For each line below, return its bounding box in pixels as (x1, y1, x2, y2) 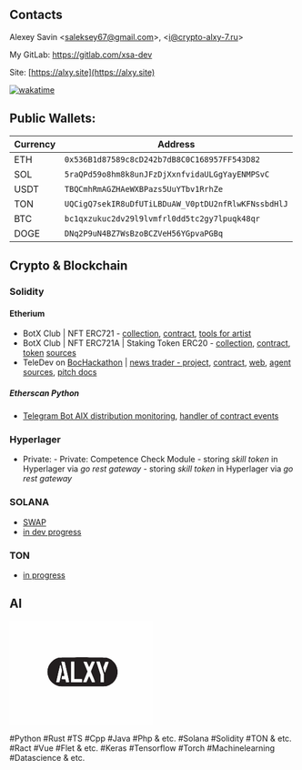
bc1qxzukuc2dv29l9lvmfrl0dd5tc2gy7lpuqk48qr (64, 213, 261, 224)
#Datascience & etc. (9, 753, 86, 764)
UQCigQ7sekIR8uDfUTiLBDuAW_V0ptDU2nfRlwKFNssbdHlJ (64, 198, 288, 208)
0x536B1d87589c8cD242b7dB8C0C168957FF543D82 (64, 154, 261, 165)
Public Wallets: (9, 111, 96, 127)
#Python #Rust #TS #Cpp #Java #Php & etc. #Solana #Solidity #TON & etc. (9, 733, 293, 745)
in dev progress (22, 526, 82, 537)
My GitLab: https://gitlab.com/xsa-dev (9, 49, 153, 60)
